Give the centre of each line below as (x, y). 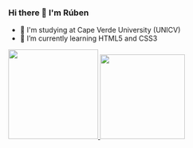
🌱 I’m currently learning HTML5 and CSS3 (89, 38)
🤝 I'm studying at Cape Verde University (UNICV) (100, 30)
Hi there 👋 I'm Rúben (49, 13)
